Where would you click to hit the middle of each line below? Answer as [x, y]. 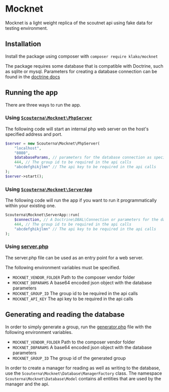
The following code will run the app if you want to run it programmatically [81, 201]
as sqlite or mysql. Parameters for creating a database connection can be [81, 71]
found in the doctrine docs [33, 77]
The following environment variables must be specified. [63, 267]
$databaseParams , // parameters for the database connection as [83, 158]
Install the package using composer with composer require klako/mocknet [82, 56]
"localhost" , [28, 148]
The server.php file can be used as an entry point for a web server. [74, 258]
